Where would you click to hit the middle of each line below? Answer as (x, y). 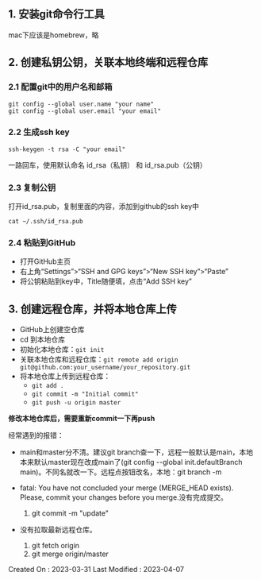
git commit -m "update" (70, 513)
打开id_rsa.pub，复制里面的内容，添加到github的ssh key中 (104, 207)
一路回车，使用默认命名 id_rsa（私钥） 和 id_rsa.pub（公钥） (107, 164)
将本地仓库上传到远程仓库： (65, 377)
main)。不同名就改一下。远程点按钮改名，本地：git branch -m (121, 472)
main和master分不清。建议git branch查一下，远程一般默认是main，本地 (136, 452)
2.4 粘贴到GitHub (42, 243)
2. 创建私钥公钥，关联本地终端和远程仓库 (108, 62)
